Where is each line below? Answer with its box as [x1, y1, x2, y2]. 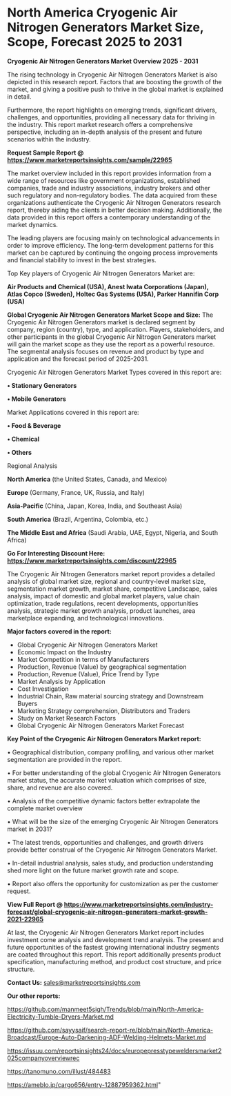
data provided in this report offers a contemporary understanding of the [7, 213, 211, 222]
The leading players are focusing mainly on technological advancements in [7, 233, 220, 242]
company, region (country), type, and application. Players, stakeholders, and [7, 325, 225, 333]
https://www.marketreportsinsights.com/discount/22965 [7, 556, 177, 565]
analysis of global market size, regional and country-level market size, [7, 577, 206, 585]
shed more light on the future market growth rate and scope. [7, 866, 179, 874]
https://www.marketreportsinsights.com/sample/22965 [7, 155, 172, 164]
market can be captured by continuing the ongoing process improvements [7, 248, 219, 257]
